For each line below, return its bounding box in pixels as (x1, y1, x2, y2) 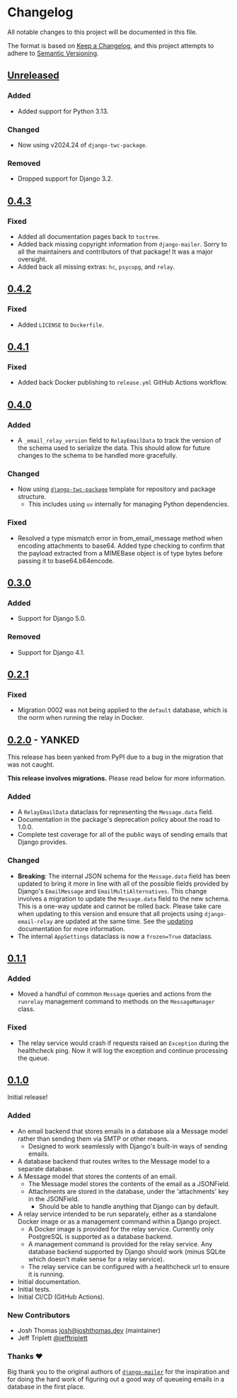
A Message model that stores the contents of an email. (17, 1172, 178, 1180)
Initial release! (7, 1093, 48, 1102)
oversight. (17, 254, 47, 263)
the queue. (17, 1054, 50, 1062)
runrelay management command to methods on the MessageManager (17, 997, 215, 1006)
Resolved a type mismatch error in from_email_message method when (17, 534, 223, 542)
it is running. (28, 1270, 65, 1278)
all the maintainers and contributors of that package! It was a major (17, 247, 214, 256)
